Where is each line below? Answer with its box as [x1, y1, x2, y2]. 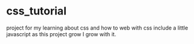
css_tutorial [6, 4, 66, 18]
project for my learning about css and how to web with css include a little [6, 24, 189, 31]
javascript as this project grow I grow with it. [6, 30, 117, 37]
